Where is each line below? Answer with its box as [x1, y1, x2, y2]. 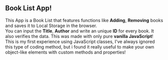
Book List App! [5, 4, 52, 12]
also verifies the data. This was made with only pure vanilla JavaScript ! [5, 33, 153, 39]
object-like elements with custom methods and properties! [5, 49, 126, 55]
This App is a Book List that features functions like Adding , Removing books [5, 17, 163, 23]
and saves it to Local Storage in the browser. [5, 22, 97, 28]
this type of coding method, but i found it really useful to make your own [5, 43, 154, 49]
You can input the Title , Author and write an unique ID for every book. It [5, 27, 154, 34]
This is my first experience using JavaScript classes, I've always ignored [5, 38, 155, 44]
